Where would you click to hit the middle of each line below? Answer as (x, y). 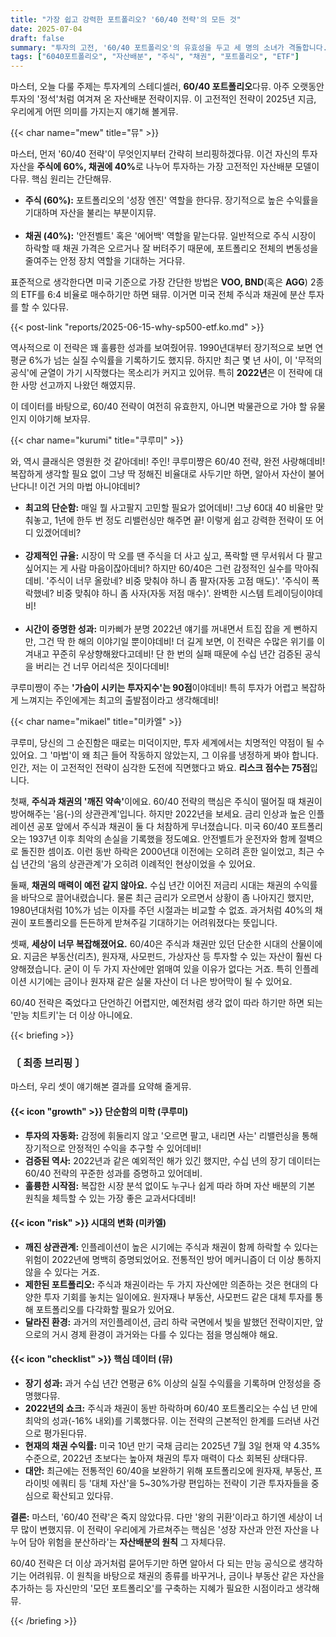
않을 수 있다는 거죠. (62, 1272)
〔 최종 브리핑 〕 (48, 1063)
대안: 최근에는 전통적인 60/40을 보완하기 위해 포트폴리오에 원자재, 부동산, (168, 1471)
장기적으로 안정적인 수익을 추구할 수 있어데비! (113, 1148)
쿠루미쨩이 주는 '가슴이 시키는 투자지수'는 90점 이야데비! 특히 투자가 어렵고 (154, 688)
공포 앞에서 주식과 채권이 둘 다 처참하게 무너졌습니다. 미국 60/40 (162, 827)
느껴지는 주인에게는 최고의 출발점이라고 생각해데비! (119, 700)
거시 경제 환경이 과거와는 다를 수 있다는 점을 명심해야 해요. (164, 1334)
